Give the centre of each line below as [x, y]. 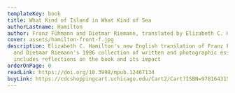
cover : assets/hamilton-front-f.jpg [60, 40]
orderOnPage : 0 [29, 66]
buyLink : [20, 79]
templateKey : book [34, 14]
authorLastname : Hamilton [45, 27]
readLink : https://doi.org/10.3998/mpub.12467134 [81, 72]
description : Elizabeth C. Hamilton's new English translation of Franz [115, 46]
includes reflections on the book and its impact [87, 59]
